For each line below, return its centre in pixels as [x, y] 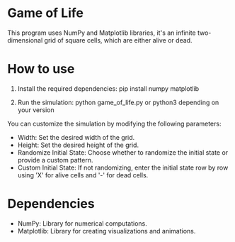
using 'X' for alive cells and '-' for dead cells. [83, 175]
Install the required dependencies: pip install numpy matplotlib [108, 88]
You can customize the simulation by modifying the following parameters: [114, 123]
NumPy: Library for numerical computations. [82, 223]
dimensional [25, 40]
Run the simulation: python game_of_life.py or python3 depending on [118, 102]
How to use [41, 69]
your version [36, 110]
